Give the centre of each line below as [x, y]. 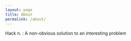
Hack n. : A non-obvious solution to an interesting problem [66, 33]
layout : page [19, 10]
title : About [19, 14]
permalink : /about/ [26, 19]
